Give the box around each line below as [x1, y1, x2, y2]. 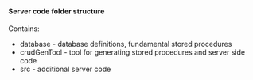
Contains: [8, 24, 40, 33]
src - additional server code [19, 64, 111, 74]
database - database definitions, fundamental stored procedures [19, 40, 232, 49]
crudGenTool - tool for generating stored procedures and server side [19, 48, 245, 57]
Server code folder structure [8, 6, 105, 16]
